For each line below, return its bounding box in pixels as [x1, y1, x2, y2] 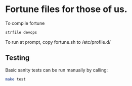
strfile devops [5, 30, 37, 35]
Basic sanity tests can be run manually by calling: [5, 67, 108, 73]
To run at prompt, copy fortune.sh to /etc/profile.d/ [5, 39, 111, 45]
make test [5, 76, 26, 81]
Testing [5, 54, 30, 62]
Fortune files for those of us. [5, 4, 127, 15]
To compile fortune [5, 20, 45, 26]
